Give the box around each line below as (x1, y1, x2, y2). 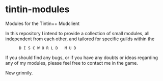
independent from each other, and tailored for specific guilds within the (5, 36, 155, 42)
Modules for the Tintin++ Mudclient (5, 20, 80, 26)
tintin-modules (5, 4, 70, 15)
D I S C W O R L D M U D (18, 45, 76, 50)
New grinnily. (5, 70, 33, 76)
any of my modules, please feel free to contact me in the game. (5, 60, 139, 66)
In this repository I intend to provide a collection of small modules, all (5, 30, 150, 36)
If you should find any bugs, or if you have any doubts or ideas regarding (5, 55, 158, 61)
